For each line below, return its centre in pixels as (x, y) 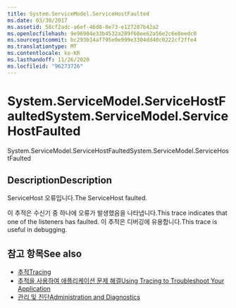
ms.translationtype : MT (42, 47)
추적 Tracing (34, 272)
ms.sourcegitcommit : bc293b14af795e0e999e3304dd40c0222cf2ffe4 (102, 40)
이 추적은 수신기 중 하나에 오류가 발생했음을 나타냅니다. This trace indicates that (117, 213)
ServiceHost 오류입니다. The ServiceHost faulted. (77, 198)
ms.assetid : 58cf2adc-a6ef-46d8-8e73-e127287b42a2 (83, 27)
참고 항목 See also (45, 253)
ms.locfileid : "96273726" (45, 66)
